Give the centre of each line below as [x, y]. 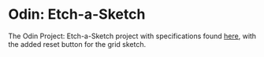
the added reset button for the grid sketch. [77, 44]
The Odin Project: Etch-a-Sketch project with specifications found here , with [132, 36]
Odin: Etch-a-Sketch [77, 14]
